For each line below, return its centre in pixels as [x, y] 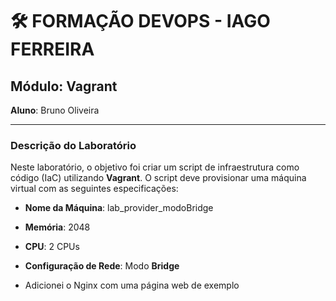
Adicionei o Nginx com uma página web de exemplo [132, 285]
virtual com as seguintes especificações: [94, 189]
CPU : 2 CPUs [52, 247]
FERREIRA [52, 49]
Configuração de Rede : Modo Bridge [102, 266]
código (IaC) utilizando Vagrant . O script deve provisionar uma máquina [158, 178]
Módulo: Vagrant [64, 86]
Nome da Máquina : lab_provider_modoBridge [119, 208]
